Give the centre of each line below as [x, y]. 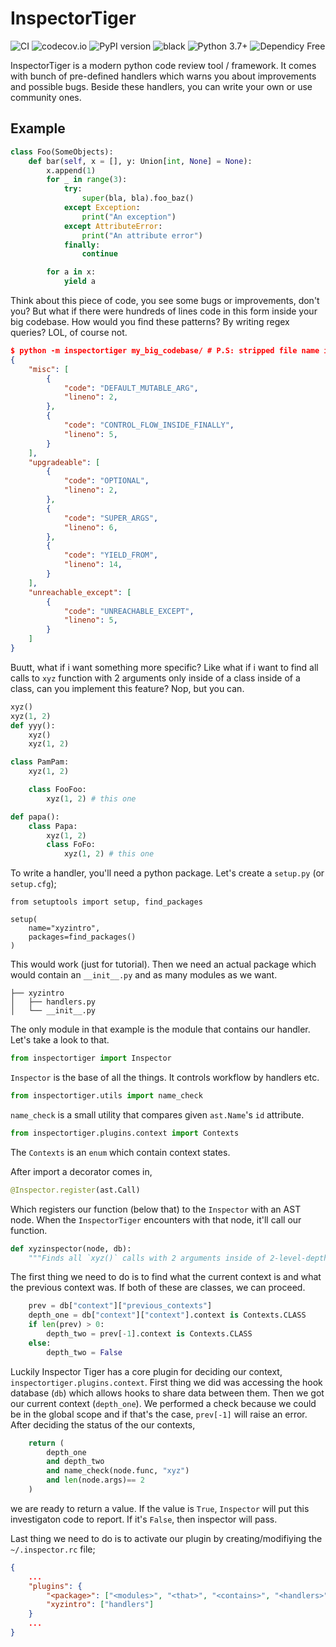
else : [40, 1343]
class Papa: [53, 826]
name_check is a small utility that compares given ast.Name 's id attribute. [157, 1114]
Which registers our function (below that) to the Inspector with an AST [156, 1209]
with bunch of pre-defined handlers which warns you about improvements [163, 76]
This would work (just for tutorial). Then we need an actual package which [163, 964]
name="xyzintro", [64, 928]
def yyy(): [33, 725]
